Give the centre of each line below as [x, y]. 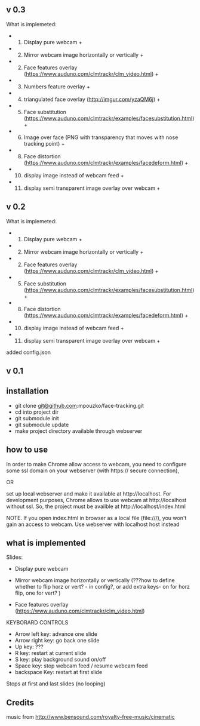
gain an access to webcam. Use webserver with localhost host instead [93, 524]
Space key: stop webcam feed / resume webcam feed [81, 666]
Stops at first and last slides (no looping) [56, 684]
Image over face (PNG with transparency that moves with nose [101, 137]
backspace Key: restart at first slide [59, 672]
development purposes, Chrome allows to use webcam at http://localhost [96, 500]
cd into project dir [37, 412]
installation [27, 391]
